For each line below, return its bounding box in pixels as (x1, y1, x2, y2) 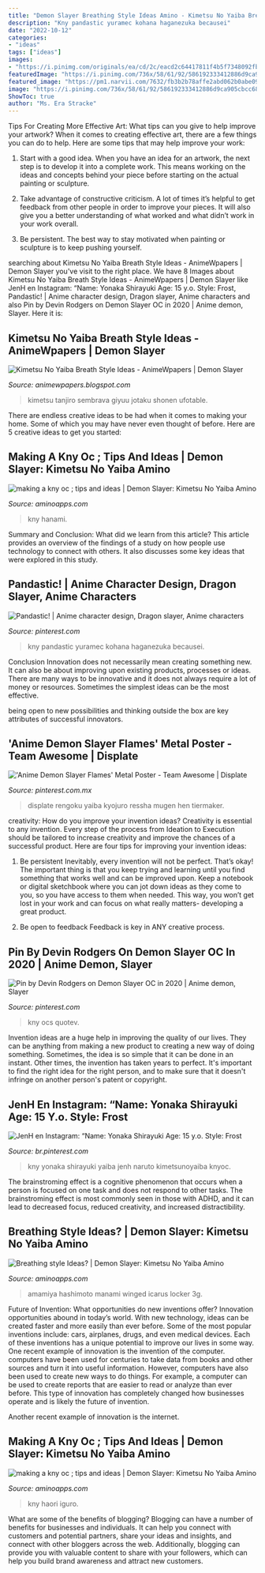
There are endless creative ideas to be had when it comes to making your (8, 410, 247, 420)
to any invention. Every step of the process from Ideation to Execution (8, 825, 235, 834)
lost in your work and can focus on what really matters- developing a (19, 898, 244, 909)
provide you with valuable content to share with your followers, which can (8, 1548, 248, 1557)
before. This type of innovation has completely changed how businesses (8, 1388, 244, 1398)
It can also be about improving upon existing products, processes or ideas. (8, 665, 252, 675)
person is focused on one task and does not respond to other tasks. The (8, 1186, 243, 1195)
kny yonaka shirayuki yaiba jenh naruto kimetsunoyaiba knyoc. (27, 1162, 231, 1171)
